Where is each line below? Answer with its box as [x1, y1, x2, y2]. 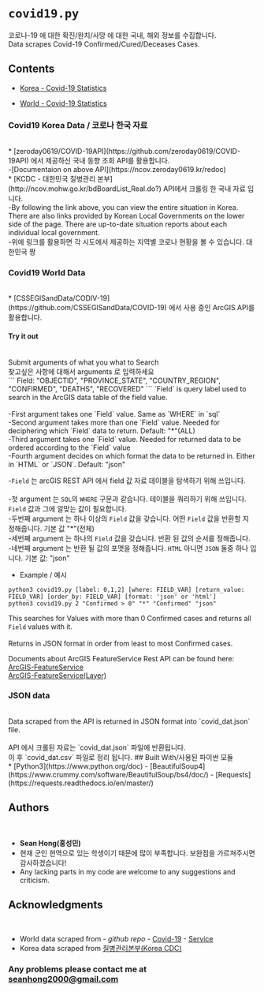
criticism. [19, 875, 50, 885]
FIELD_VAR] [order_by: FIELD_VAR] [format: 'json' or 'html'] [8, 593, 217, 601]
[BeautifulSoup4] [149, 761, 206, 771]
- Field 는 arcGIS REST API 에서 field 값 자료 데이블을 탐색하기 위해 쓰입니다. [8, 476, 246, 485]
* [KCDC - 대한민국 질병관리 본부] [8, 174, 113, 184]
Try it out [8, 331, 39, 341]
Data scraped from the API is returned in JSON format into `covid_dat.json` [8, 717, 251, 726]
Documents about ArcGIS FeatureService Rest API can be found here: [8, 653, 235, 663]
